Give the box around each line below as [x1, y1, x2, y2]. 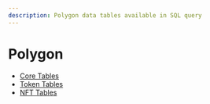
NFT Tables [19, 88, 57, 97]
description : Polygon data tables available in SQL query [8, 11, 202, 20]
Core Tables [19, 71, 59, 81]
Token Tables [19, 79, 64, 88]
